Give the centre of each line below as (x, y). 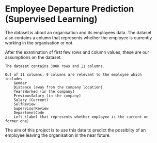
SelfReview (25, 104)
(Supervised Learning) (51, 19)
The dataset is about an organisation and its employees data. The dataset (78, 32)
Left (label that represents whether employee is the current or (81, 117)
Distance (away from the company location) (58, 87)
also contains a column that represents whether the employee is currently (78, 38)
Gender (20, 83)
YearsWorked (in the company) (44, 91)
